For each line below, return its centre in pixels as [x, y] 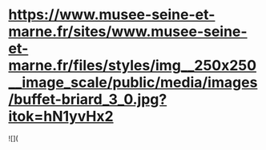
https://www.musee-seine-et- [112, 15]
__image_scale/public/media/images [133, 83]
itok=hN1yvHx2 [61, 116]
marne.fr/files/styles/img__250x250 [133, 66]
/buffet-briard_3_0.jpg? [88, 99]
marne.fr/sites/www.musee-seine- [128, 32]
